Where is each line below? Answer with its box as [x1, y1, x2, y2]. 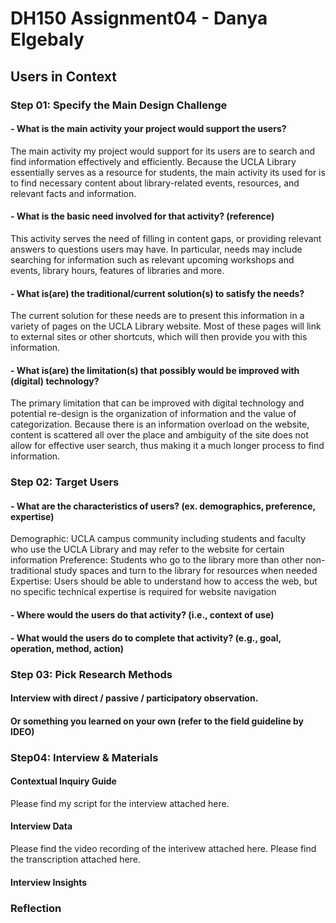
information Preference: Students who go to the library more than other [10, 554, 304, 566]
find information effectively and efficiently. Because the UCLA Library [10, 155, 297, 167]
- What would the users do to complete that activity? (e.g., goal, [10, 632, 282, 644]
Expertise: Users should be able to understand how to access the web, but [10, 575, 318, 587]
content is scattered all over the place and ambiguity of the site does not [10, 429, 309, 441]
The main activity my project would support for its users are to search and [10, 145, 316, 157]
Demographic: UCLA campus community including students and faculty [10, 533, 307, 545]
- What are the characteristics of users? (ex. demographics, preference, [10, 500, 316, 512]
